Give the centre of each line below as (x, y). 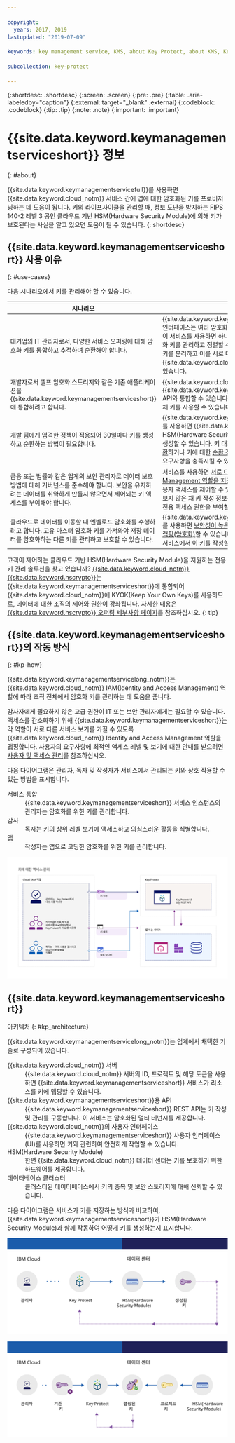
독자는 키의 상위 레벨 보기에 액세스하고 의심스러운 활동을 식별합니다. (117, 829)
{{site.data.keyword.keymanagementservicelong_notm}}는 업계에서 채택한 (113, 1042)
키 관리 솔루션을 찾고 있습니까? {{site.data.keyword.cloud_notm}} (98, 569)
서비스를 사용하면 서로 (192, 472)
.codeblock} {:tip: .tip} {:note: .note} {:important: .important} (93, 109)
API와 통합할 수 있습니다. (196, 398)
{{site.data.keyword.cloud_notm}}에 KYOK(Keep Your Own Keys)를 (103, 595)
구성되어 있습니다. (44, 1050)
